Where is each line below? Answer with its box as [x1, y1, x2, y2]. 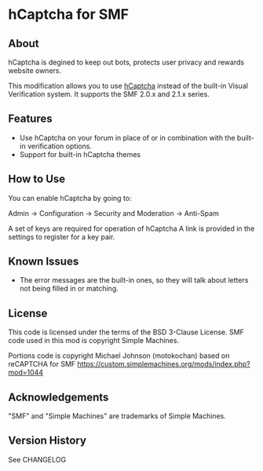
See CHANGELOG [8, 455, 67, 464]
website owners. [8, 66, 61, 75]
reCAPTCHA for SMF [8, 360, 76, 369]
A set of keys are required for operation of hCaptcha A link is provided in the [8, 224, 255, 233]
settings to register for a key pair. [8, 232, 115, 241]
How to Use [8, 173, 66, 186]
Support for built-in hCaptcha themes [19, 149, 141, 159]
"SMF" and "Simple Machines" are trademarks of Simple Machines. [8, 411, 226, 421]
